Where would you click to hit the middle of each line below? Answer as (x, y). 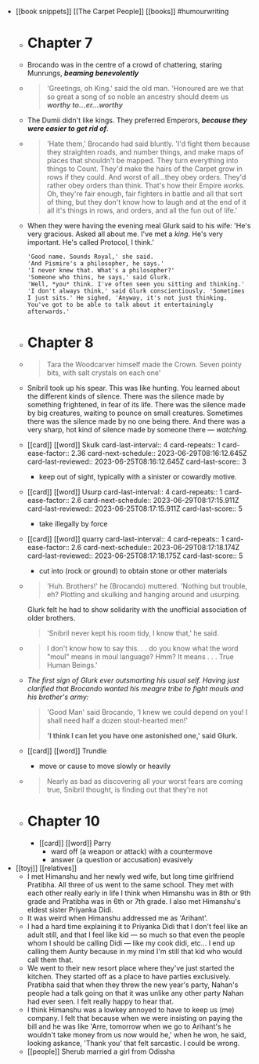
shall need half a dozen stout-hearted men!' (117, 720)
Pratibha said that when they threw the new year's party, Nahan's (133, 985)
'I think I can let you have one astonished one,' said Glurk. (142, 735)
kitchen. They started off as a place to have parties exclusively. (129, 976)
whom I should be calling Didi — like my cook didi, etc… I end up (131, 943)
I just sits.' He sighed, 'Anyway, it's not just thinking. (127, 297)
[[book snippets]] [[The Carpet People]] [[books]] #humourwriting (122, 11)
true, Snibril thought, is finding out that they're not (127, 789)
